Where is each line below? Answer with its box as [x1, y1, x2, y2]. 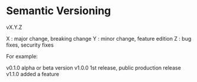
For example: [6, 53, 38, 60]
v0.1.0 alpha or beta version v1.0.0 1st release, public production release [6, 64, 182, 71]
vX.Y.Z [6, 24, 22, 31]
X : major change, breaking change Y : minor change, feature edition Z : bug [6, 35, 192, 42]
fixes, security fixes [6, 41, 54, 48]
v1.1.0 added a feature [6, 70, 59, 77]
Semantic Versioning [6, 4, 111, 18]
